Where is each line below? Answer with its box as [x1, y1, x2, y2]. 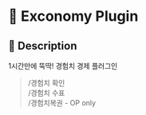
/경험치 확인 [27, 78, 65, 87]
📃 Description [8, 39, 77, 53]
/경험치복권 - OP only [27, 98, 97, 107]
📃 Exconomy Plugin [8, 7, 139, 26]
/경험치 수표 [27, 88, 65, 97]
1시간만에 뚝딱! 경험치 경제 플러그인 [8, 61, 118, 70]
